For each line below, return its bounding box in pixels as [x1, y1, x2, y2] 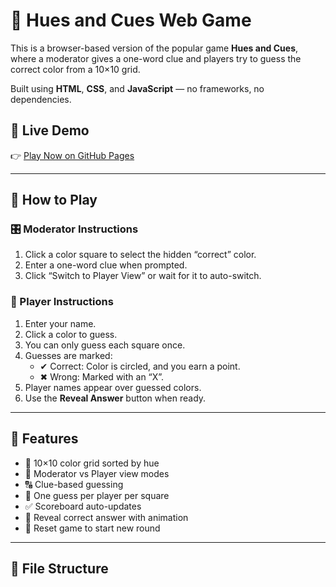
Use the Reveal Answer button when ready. [24, 392, 207, 404]
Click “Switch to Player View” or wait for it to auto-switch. [24, 270, 262, 282]
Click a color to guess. [24, 328, 118, 340]
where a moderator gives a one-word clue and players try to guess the [10, 52, 302, 64]
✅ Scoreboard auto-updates [24, 500, 142, 512]
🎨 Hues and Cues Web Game [10, 9, 252, 32]
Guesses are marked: [24, 349, 113, 361]
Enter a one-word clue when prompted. [24, 259, 188, 271]
